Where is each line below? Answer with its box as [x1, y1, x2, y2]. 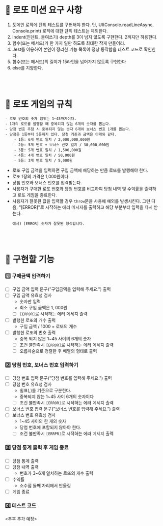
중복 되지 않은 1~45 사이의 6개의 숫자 [19, 335, 91, 341]
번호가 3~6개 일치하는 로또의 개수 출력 [19, 470, 94, 476]
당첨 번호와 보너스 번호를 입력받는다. [12, 179, 82, 185]
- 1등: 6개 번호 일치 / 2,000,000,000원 [14, 137, 91, 142]
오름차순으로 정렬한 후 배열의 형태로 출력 [19, 348, 97, 354]
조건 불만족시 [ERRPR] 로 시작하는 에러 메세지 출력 [19, 430, 114, 436]
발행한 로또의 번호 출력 [12, 329, 56, 335]
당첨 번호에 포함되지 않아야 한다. [19, 425, 81, 430]
